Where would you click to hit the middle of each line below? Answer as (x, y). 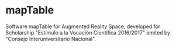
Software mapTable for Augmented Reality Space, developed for (83, 26)
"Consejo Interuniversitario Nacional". (51, 39)
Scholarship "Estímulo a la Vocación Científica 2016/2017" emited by (88, 32)
